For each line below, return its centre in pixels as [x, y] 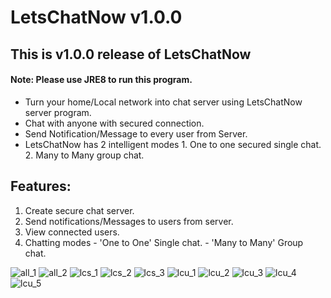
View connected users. [72, 232]
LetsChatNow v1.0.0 [96, 17]
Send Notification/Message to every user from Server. [136, 133]
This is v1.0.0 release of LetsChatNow [131, 54]
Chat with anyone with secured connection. [114, 123]
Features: [41, 186]
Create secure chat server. [79, 210]
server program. [58, 112]
